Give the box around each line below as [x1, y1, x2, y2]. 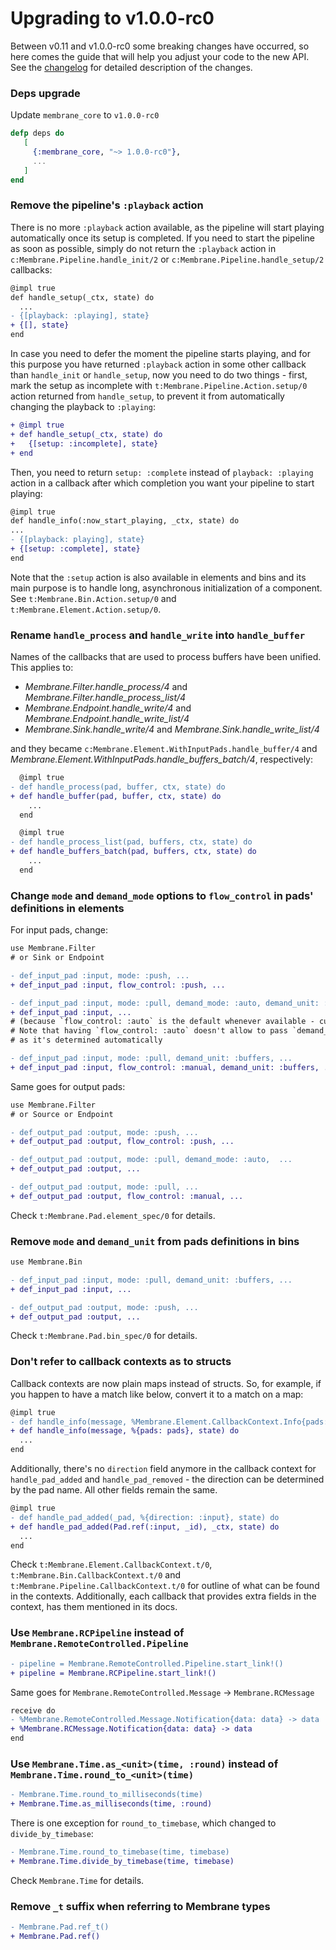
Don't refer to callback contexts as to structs [10, 1355, 232, 1369]
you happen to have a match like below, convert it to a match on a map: [10, 1388, 304, 1400]
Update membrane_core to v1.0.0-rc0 [10, 109, 160, 121]
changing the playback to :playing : [10, 401, 156, 413]
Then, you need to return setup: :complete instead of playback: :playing [10, 466, 314, 478]
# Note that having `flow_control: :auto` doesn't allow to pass [10, 1026, 288, 1036]
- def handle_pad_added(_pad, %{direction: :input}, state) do [10, 1512, 280, 1522]
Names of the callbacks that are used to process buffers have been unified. [10, 651, 322, 663]
